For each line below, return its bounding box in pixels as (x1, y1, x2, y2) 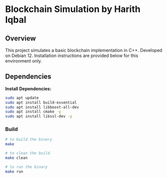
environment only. (5, 58, 42, 63)
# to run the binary (5, 164, 48, 169)
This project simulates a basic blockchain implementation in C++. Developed (5, 47, 163, 53)
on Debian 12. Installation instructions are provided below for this (5, 52, 139, 58)
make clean (5, 155, 28, 160)
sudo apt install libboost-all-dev (5, 104, 79, 109)
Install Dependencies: (5, 85, 51, 91)
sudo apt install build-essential (5, 100, 77, 105)
